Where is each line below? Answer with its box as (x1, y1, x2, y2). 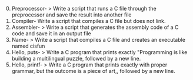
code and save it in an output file (11, 30, 91, 37)
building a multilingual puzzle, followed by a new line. (11, 55, 141, 62)
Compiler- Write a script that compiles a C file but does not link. (11, 18, 166, 24)
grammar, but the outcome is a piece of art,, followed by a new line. (11, 68, 175, 74)
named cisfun (11, 42, 45, 49)
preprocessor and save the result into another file (11, 11, 132, 18)
